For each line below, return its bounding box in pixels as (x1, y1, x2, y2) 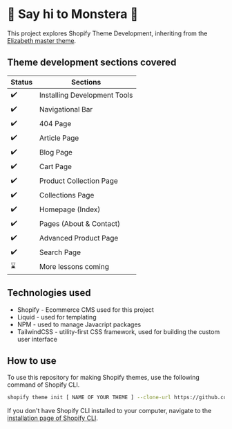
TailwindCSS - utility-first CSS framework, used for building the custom (17, 327, 220, 335)
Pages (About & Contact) (39, 219, 121, 229)
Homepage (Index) (39, 204, 101, 214)
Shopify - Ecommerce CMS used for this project (17, 305, 154, 314)
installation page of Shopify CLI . (7, 414, 99, 422)
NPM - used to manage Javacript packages (17, 320, 142, 329)
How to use (7, 355, 57, 367)
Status (10, 77, 33, 87)
